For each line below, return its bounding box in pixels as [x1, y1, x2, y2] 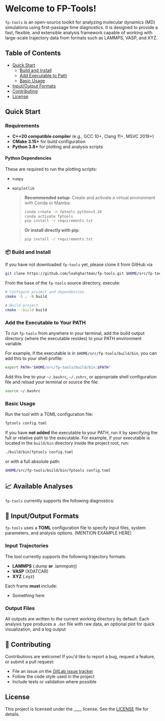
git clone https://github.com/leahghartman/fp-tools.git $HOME [5, 271, 137, 276]
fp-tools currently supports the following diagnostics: [5, 498, 114, 504]
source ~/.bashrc [5, 388, 41, 393]
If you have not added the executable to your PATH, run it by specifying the [5, 430, 158, 436]
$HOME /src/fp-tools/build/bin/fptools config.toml [5, 468, 111, 473]
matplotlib [12, 186, 35, 191]
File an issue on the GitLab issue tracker [12, 668, 93, 674]
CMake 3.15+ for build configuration [12, 138, 86, 145]
